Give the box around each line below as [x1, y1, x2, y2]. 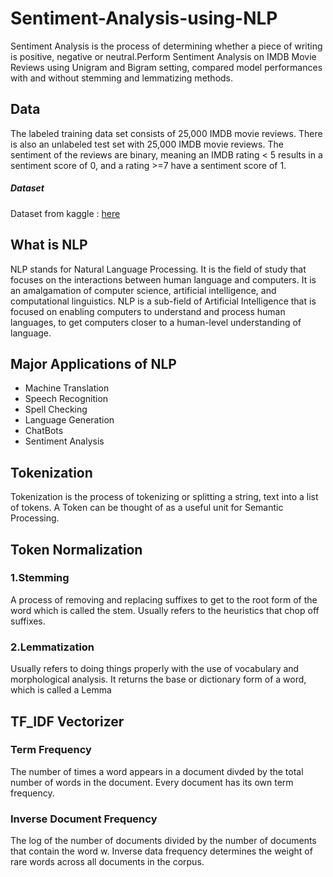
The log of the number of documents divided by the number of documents [10, 835, 317, 847]
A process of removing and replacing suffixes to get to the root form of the [10, 593, 318, 606]
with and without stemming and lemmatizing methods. [10, 72, 234, 84]
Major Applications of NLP [10, 355, 177, 372]
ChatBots [24, 425, 64, 437]
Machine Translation [24, 382, 110, 394]
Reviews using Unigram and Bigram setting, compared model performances [10, 61, 323, 73]
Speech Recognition [24, 393, 109, 405]
